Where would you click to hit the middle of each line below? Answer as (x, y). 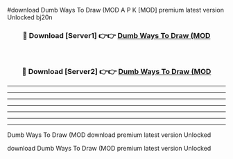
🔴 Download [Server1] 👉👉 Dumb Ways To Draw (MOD (116, 35)
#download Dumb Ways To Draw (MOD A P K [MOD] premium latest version (115, 10)
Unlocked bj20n (30, 17)
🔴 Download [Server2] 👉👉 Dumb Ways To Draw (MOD (116, 72)
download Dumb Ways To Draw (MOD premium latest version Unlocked (109, 148)
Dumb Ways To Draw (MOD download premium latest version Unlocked (109, 135)
